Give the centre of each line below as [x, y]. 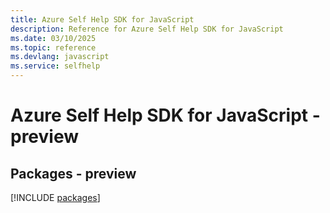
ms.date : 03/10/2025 [53, 38]
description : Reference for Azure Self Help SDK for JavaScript [147, 29]
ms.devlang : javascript [60, 57]
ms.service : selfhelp [55, 66]
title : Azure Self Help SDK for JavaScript [102, 19]
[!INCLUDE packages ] [55, 197]
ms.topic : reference [53, 47]
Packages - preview [73, 173]
